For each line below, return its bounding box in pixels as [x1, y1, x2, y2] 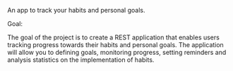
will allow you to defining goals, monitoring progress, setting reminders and [7, 49, 227, 56]
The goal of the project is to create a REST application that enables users [7, 33, 220, 41]
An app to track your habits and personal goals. [7, 6, 145, 14]
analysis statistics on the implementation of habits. [7, 56, 155, 64]
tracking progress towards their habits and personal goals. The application [7, 41, 224, 49]
